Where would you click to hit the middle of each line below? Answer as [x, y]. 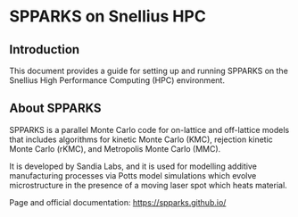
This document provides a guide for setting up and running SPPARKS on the [149, 71]
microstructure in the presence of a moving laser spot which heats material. [148, 185]
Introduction [45, 50]
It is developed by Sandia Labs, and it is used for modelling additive [133, 166]
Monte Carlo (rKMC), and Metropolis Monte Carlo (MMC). [115, 148]
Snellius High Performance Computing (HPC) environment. [117, 80]
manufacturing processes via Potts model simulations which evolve [133, 175]
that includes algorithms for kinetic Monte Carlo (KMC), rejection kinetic [141, 139]
